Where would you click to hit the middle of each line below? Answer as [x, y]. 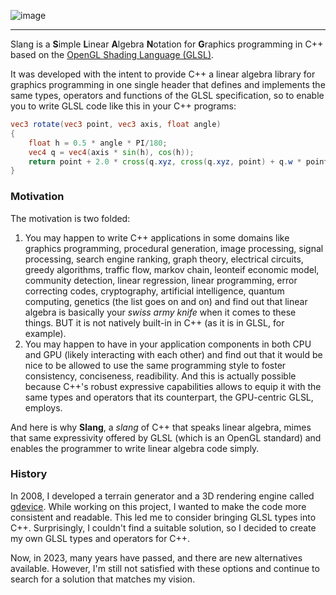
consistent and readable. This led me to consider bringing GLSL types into [163, 517]
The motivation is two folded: [70, 218]
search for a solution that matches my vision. [103, 579]
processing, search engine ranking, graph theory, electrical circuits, [164, 259]
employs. [43, 407]
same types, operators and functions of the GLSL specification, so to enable [167, 95]
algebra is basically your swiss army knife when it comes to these [160, 312]
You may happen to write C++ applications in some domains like [157, 237]
